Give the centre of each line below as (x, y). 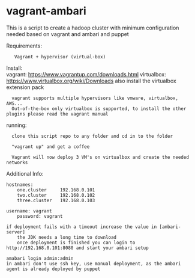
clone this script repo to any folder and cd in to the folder (92, 136)
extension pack (25, 87)
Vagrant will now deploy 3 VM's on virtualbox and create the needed (100, 157)
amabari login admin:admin (40, 258)
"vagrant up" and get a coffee (51, 147)
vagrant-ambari (46, 11)
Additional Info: (25, 173)
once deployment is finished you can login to (76, 242)
